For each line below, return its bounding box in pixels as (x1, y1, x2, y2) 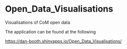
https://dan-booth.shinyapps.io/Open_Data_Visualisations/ (5, 38, 122, 44)
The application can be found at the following (5, 29, 96, 34)
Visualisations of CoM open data (5, 19, 71, 25)
